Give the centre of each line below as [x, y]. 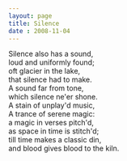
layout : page [30, 16]
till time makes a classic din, [55, 140]
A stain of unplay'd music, [52, 105]
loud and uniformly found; [51, 62]
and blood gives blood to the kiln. [64, 148]
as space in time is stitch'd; [54, 131]
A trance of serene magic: [52, 114]
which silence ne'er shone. [53, 97]
